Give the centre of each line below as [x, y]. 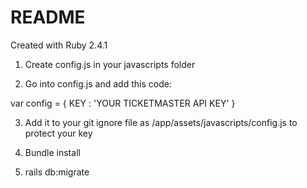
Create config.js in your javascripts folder [110, 64]
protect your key [58, 133]
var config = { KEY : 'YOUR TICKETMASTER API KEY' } [123, 103]
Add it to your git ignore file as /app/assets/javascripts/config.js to [161, 122]
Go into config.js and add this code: [98, 83]
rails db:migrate [57, 172]
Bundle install [52, 152]
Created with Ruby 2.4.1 [59, 45]
